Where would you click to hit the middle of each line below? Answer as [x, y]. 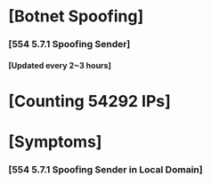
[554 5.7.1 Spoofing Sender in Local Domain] [105, 169]
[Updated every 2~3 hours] [60, 65]
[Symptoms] [55, 142]
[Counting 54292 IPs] [89, 101]
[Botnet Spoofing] [76, 16]
